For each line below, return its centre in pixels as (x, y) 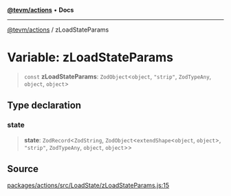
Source (23, 169)
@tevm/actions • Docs (41, 10)
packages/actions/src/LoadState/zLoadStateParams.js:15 (88, 186)
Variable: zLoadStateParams (90, 57)
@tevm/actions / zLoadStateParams (58, 30)
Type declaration (44, 106)
